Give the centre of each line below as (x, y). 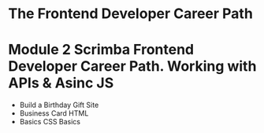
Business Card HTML (54, 113)
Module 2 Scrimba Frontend (101, 50)
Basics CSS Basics (50, 122)
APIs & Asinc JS (61, 83)
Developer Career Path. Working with (132, 66)
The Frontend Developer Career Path (131, 14)
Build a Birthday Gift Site (59, 105)
